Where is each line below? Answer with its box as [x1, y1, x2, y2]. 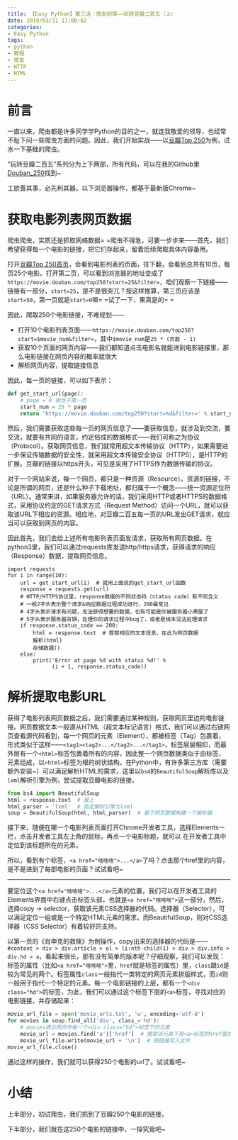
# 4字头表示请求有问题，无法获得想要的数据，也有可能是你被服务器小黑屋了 [20, 608, 209, 615]
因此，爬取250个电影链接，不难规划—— [7, 311, 125, 319]
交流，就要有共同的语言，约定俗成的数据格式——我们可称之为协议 [7, 432, 200, 441]
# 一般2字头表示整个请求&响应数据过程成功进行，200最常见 [20, 600, 169, 608]
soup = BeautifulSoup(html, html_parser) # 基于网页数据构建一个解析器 [7, 810, 212, 817]
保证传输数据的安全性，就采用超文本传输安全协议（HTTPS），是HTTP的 [19, 450, 228, 459]
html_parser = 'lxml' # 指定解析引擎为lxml [7, 803, 133, 810]
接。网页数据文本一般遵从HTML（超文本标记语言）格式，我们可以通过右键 [7, 722, 225, 731]
